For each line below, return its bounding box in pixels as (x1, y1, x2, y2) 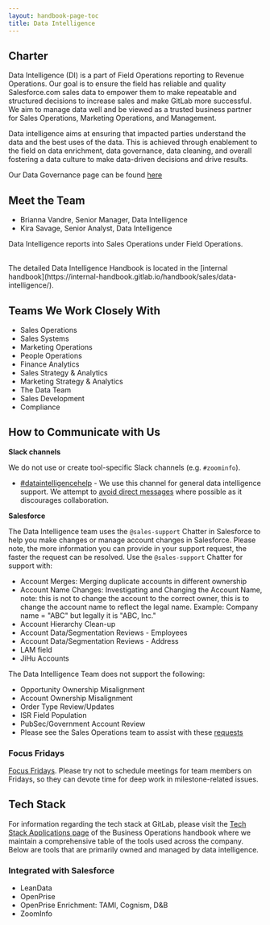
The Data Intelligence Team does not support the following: (8, 669, 206, 678)
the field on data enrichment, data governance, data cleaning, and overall (8, 146, 252, 156)
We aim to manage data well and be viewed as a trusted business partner (8, 105, 252, 114)
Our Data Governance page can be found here (8, 170, 163, 180)
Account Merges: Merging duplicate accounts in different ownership (19, 576, 247, 586)
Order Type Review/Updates (19, 702, 114, 711)
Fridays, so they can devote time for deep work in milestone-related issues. (8, 774, 259, 784)
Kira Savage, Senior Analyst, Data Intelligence (19, 223, 172, 234)
